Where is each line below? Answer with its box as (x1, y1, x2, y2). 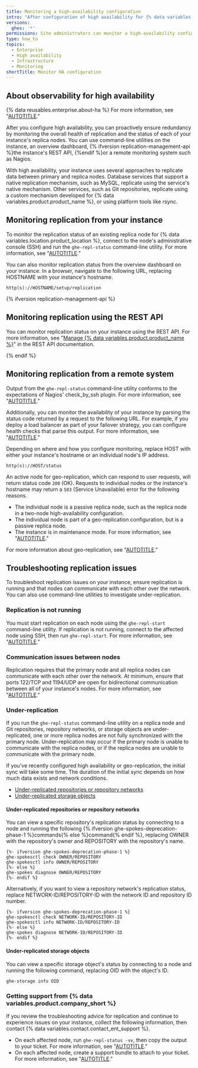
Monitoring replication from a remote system (6, 369, 174, 379)
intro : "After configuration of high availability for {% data (6, 14, 165, 20)
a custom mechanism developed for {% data (6, 192, 114, 199)
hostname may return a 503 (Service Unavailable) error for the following (6, 486, 180, 493)
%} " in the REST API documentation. (6, 340, 95, 348)
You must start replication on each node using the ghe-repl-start (6, 619, 166, 627)
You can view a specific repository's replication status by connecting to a (6, 819, 184, 826)
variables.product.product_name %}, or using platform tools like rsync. (6, 198, 178, 205)
